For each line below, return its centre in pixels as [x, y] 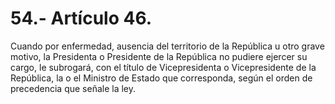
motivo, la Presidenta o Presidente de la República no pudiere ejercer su [159, 56]
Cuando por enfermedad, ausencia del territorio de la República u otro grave [167, 46]
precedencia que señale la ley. [73, 88]
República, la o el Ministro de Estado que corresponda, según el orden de [161, 78]
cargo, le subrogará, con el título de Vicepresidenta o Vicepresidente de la [163, 67]
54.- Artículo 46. [81, 18]
